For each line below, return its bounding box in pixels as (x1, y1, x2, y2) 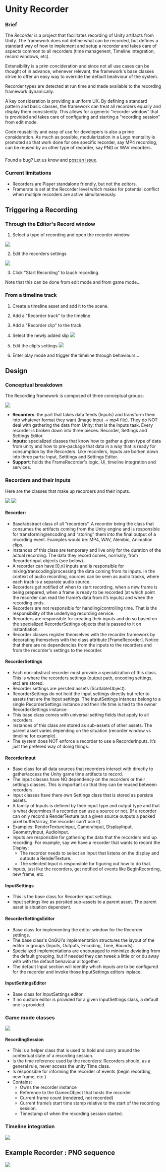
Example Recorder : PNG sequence (5, 1149, 115, 1157)
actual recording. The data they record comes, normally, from (12, 552, 138, 558)
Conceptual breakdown (5, 382, 63, 388)
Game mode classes (5, 1014, 55, 1021)
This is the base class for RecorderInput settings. (12, 894, 113, 900)
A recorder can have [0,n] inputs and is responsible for (12, 563, 124, 569)
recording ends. (12, 599, 45, 606)
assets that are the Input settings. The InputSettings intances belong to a (12, 696, 161, 702)
